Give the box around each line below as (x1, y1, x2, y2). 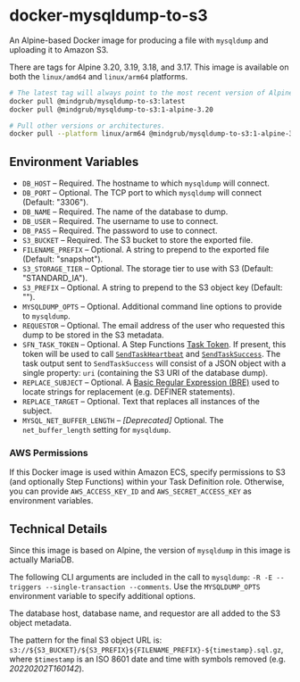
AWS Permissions (9, 447, 88, 460)
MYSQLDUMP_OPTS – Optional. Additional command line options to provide (21, 301, 283, 312)
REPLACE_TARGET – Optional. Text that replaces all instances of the (21, 396, 261, 407)
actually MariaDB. (9, 554, 74, 565)
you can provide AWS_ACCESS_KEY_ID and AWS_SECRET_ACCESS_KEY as (9, 486, 252, 496)
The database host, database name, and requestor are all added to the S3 (9, 608, 281, 619)
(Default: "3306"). (21, 197, 89, 208)
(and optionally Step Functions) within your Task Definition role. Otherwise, (9, 477, 285, 487)
